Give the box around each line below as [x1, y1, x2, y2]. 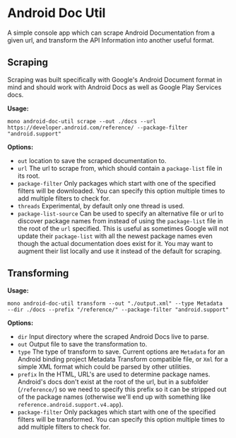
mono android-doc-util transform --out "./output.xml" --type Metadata [7, 300, 223, 307]
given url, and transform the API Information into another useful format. [7, 35, 214, 44]
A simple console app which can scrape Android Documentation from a [7, 28, 216, 37]
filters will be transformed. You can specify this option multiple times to [17, 415, 225, 423]
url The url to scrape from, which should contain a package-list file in [17, 164, 223, 172]
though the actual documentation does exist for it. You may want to [17, 239, 213, 247]
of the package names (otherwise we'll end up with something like [17, 392, 211, 401]
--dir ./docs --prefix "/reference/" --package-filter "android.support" [7, 306, 230, 313]
